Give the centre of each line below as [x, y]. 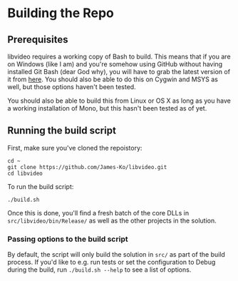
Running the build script [62, 131]
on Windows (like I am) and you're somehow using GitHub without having [115, 64]
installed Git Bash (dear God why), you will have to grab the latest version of [119, 72]
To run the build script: [41, 186]
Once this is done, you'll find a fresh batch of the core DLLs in [98, 213]
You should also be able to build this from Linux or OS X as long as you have [119, 101]
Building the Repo [61, 13]
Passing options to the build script [68, 239]
